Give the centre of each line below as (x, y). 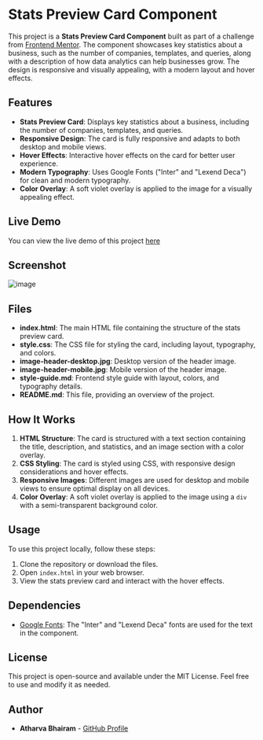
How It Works (42, 420)
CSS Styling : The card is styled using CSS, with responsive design (127, 463)
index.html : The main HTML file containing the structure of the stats (130, 328)
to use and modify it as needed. (59, 685)
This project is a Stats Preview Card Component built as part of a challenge (131, 36)
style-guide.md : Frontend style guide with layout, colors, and (119, 378)
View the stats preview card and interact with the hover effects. (122, 580)
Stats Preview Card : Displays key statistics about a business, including (134, 121)
